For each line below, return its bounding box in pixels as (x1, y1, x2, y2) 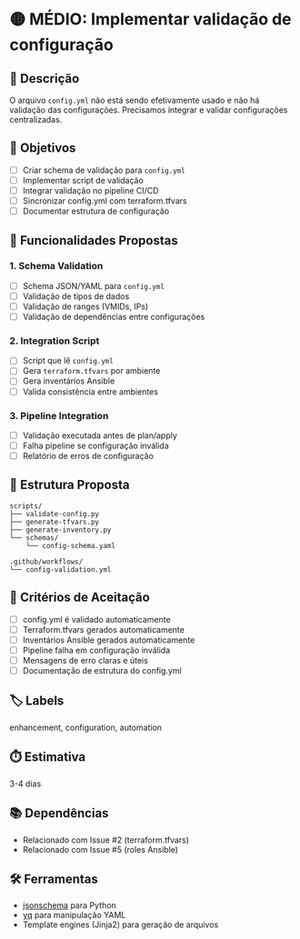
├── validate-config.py (9, 509, 100, 518)
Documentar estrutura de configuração (22, 205, 170, 216)
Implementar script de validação (22, 175, 144, 185)
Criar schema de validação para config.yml (22, 165, 185, 175)
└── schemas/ (9, 533, 59, 543)
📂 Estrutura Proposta (9, 477, 130, 493)
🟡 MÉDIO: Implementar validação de (9, 9, 293, 30)
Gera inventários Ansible (22, 375, 115, 386)
